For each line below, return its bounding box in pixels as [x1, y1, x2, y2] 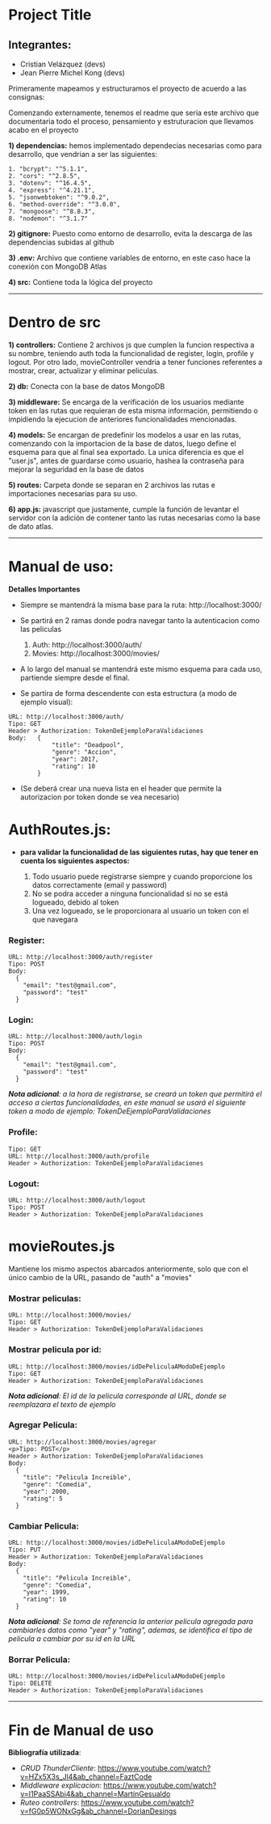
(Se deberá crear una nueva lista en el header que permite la [19, 783, 222, 793]
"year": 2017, [51, 755, 99, 763]
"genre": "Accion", [51, 748, 117, 756]
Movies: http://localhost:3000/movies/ [31, 648, 160, 658]
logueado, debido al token [31, 897, 119, 907]
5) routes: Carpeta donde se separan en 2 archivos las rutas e [8, 480, 216, 490]
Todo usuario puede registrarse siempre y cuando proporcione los [31, 872, 252, 881]
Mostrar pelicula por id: [8, 1344, 102, 1355]
